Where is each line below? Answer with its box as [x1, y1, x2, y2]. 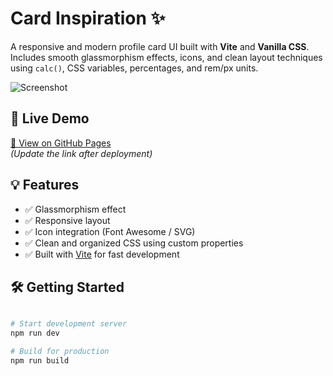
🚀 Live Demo [10, 110, 90, 127]
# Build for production [10, 347, 110, 357]
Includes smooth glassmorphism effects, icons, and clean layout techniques [10, 51, 323, 63]
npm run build [10, 356, 70, 366]
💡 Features [10, 177, 80, 194]
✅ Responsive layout [24, 214, 111, 226]
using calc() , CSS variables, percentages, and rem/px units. [10, 62, 259, 74]
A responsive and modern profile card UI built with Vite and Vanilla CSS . [10, 40, 310, 52]
